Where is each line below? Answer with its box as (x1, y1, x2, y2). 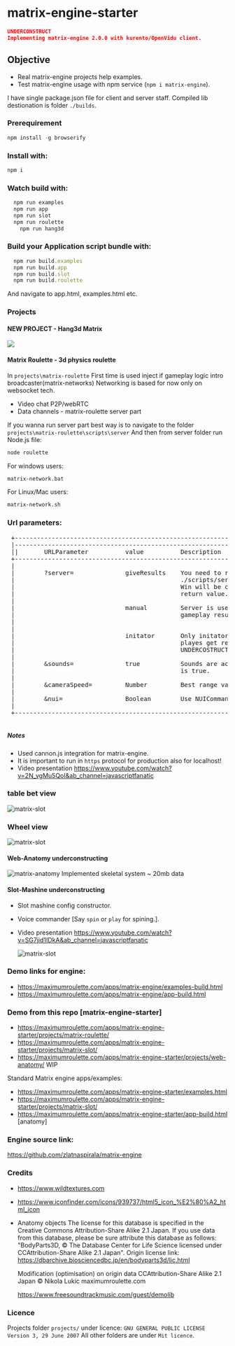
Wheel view (7, 822, 48, 832)
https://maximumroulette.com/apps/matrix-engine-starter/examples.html (17, 1088, 227, 1096)
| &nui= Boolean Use (10, 695, 192, 702)
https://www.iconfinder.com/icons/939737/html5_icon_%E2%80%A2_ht (17, 1198, 226, 1206)
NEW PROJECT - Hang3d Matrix (7, 324, 103, 333)
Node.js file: (7, 435, 42, 444)
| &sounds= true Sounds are (10, 660, 218, 667)
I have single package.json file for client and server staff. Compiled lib (7, 93, 208, 102)
